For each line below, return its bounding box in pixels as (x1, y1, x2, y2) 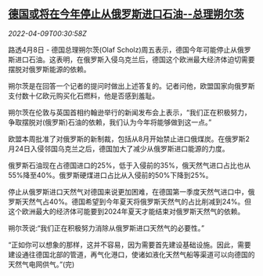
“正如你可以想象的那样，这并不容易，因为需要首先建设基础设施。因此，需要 (8, 240, 252, 249)
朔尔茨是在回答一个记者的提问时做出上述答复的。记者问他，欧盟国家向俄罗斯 (8, 81, 255, 90)
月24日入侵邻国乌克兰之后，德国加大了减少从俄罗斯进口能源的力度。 (8, 143, 229, 153)
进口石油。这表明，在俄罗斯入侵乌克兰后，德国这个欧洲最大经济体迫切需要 (14, 54, 255, 64)
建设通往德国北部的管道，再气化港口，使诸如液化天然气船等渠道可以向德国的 (8, 249, 255, 259)
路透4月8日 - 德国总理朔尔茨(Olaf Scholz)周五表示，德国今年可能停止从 (8, 45, 238, 54)
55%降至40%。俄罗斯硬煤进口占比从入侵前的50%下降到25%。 (8, 170, 213, 180)
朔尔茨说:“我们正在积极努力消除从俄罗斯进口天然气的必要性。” (8, 223, 205, 233)
